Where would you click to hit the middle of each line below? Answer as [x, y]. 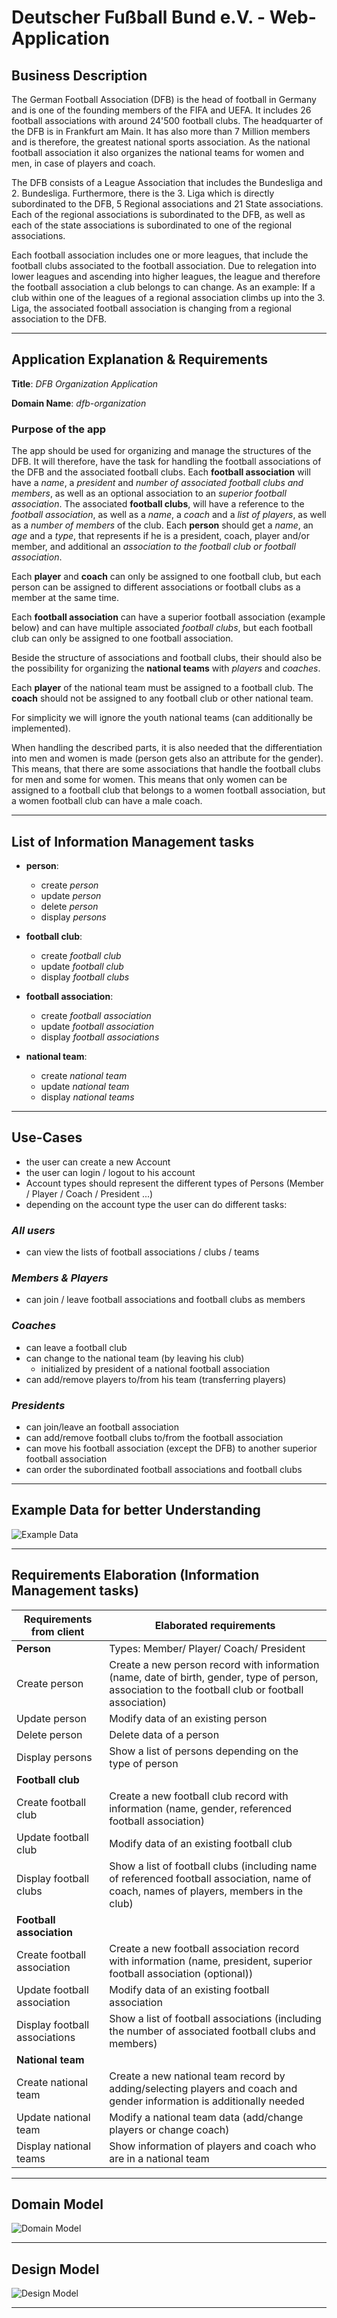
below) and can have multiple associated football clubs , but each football [162, 628]
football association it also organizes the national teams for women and [158, 152]
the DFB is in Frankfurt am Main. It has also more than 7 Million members [161, 131]
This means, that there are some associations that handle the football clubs [166, 769]
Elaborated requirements [215, 1625]
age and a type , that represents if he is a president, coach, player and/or [160, 536]
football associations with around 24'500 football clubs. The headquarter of [167, 120]
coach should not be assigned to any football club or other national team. [162, 698]
